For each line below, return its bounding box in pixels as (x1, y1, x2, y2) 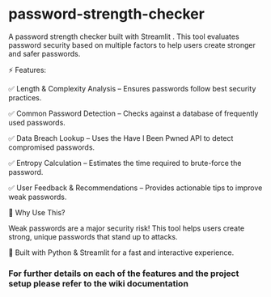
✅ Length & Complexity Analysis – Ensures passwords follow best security (8, 83, 256, 93)
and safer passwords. (8, 49, 81, 58)
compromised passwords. (8, 142, 95, 152)
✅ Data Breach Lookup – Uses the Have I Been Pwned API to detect (8, 133, 234, 142)
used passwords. (8, 117, 66, 127)
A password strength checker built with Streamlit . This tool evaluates (8, 32, 240, 41)
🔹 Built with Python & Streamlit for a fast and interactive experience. (8, 248, 235, 257)
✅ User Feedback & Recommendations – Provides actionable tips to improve (8, 183, 263, 193)
